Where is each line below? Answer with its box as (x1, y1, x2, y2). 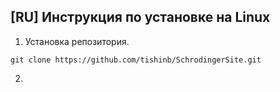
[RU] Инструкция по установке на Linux (10, 9, 271, 26)
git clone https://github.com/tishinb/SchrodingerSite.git (10, 55, 262, 65)
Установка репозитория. (24, 35, 130, 47)
